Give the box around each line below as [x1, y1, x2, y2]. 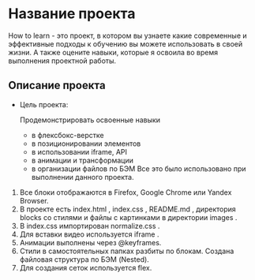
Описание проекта [8, 79, 106, 92]
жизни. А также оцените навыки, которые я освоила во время [8, 47, 219, 57]
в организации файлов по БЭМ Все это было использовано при [31, 163, 246, 174]
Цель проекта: [19, 99, 69, 109]
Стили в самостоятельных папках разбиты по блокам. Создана [19, 246, 234, 256]
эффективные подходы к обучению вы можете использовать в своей [8, 39, 243, 48]
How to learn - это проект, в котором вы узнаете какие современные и [8, 31, 247, 40]
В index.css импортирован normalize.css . [19, 221, 160, 230]
